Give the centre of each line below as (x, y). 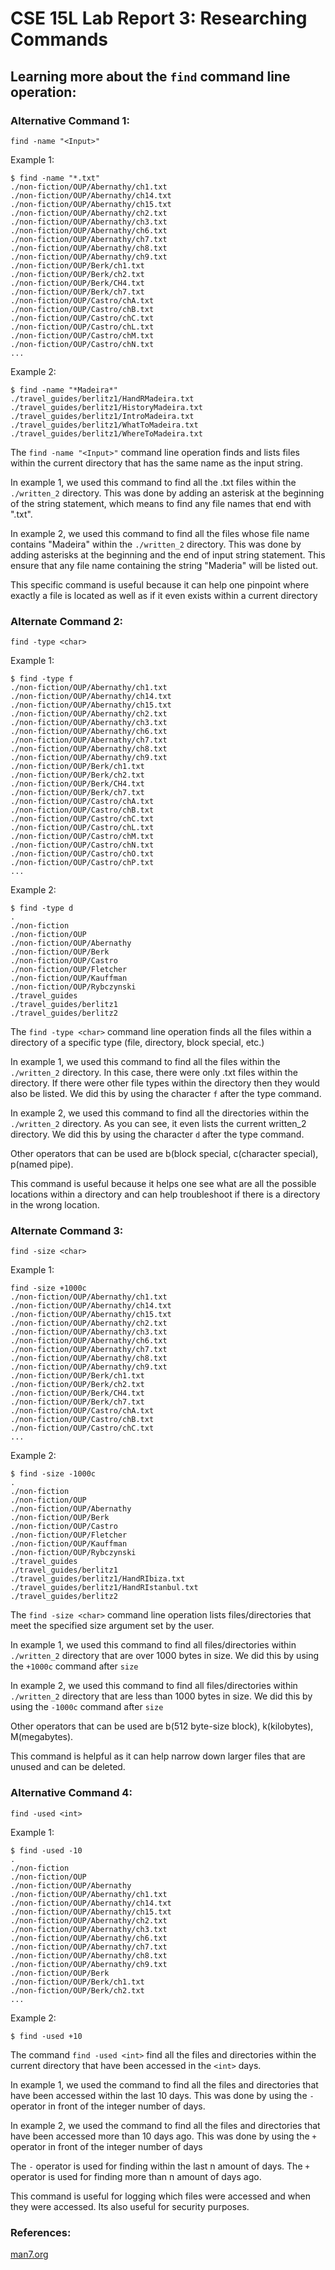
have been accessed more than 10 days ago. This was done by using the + (163, 2136)
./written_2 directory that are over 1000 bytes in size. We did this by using (165, 1656)
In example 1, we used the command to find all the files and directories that (164, 2084)
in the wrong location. (55, 1205)
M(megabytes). (42, 1737)
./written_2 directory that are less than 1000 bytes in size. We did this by (161, 1696)
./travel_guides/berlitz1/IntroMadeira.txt (102, 416)
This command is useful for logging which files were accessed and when (161, 2196)
